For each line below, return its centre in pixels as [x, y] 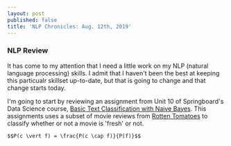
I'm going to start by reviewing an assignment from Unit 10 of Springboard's [115, 101]
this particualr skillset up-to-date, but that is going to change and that [106, 80]
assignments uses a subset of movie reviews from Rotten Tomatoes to [108, 116]
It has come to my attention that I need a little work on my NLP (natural [108, 66]
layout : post [26, 13]
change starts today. [36, 88]
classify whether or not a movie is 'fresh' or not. [76, 123]
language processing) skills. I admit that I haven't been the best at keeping [113, 73]
